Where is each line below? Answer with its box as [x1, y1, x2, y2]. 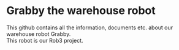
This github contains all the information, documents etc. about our [6, 24, 173, 31]
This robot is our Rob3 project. [6, 37, 84, 44]
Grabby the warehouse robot [6, 4, 156, 18]
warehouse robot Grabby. [6, 30, 71, 37]
